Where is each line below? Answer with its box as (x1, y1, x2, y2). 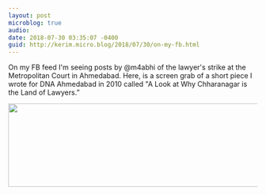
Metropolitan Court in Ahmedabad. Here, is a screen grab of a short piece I (8, 71, 253, 81)
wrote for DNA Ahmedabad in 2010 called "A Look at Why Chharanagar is (8, 80, 248, 89)
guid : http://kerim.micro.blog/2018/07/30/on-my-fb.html (8, 41, 200, 49)
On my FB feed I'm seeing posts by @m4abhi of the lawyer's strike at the (8, 62, 247, 72)
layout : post (8, 11, 51, 20)
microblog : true (8, 19, 62, 27)
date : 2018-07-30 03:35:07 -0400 (8, 33, 119, 42)
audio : (8, 26, 30, 34)
